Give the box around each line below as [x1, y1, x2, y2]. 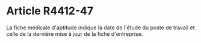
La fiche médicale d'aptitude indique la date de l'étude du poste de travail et [6, 24, 195, 31]
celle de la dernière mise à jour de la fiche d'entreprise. [6, 30, 143, 37]
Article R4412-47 [6, 4, 94, 18]
